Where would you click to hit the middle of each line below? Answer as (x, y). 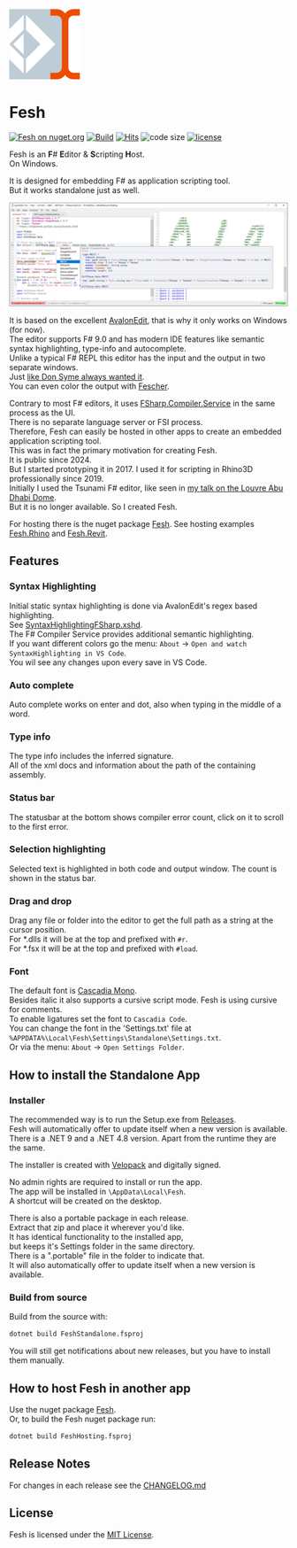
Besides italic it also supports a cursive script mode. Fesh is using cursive (143, 1000)
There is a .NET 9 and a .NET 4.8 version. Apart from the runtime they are (143, 1139)
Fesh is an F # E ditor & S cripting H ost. (77, 154)
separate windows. (44, 367)
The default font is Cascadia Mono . (73, 991)
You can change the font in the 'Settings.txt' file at (100, 1028)
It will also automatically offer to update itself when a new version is (133, 1265)
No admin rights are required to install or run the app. (106, 1182)
